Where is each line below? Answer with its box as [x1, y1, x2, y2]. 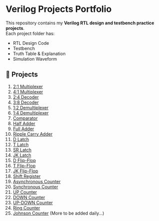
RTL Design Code [12, 40, 49, 46]
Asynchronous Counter [12, 178, 61, 184]
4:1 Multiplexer [12, 88, 43, 95]
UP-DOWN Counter [12, 200, 53, 206]
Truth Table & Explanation [12, 51, 66, 57]
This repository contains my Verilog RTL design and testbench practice [5, 20, 155, 26]
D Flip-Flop [12, 157, 36, 163]
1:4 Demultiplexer [12, 110, 49, 116]
